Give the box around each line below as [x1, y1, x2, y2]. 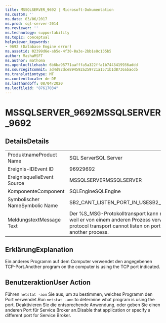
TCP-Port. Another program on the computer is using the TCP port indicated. [5, 264, 161, 270]
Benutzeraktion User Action [5, 278, 91, 286]
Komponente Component [7, 188, 65, 195]
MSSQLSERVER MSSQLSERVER [69, 176, 142, 183]
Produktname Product [7, 151, 57, 158]
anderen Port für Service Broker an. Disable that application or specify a [5, 307, 151, 313]
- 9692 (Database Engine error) [5, 44, 72, 49]
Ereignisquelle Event [7, 173, 54, 180]
